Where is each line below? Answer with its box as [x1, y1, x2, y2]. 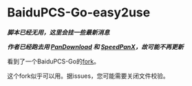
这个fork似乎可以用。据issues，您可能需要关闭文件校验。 [7, 72, 170, 80]
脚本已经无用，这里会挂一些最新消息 [7, 28, 110, 36]
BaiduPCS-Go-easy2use [7, 5, 151, 20]
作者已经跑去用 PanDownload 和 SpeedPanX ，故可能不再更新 [7, 42, 184, 51]
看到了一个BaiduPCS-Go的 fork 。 [7, 57, 100, 66]
